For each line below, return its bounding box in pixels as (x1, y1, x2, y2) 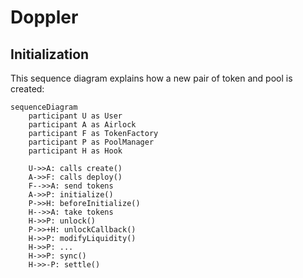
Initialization (10, 46, 90, 63)
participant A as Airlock (28, 120, 137, 130)
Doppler (10, 6, 79, 29)
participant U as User (28, 111, 123, 121)
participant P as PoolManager (28, 137, 155, 147)
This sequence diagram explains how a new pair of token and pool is (10, 72, 293, 84)
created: (10, 83, 45, 95)
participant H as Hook (28, 146, 123, 156)
